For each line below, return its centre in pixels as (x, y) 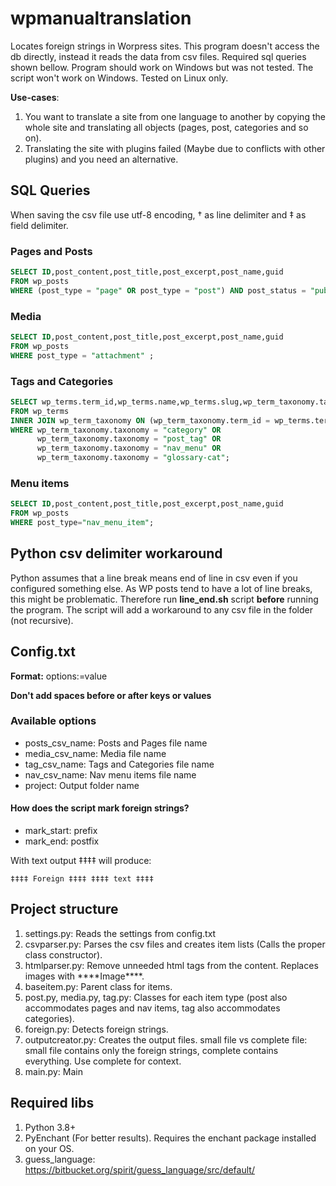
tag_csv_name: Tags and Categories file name (119, 764)
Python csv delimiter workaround (116, 553)
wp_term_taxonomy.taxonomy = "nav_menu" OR (129, 448)
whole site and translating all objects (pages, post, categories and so (166, 127)
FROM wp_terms (40, 411)
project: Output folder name (82, 785)
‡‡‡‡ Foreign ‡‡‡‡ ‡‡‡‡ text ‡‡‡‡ (82, 879)
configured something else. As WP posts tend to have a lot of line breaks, (161, 588)
